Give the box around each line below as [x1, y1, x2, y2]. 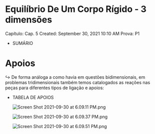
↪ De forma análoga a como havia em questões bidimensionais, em [5, 74, 146, 80]
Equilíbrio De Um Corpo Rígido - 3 [5, 3, 147, 15]
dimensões [5, 14, 52, 25]
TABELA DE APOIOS [12, 94, 54, 100]
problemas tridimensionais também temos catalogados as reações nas [5, 79, 151, 85]
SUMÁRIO [12, 40, 33, 46]
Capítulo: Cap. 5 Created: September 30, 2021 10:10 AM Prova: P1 [5, 30, 140, 36]
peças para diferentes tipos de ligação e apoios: [5, 85, 104, 91]
